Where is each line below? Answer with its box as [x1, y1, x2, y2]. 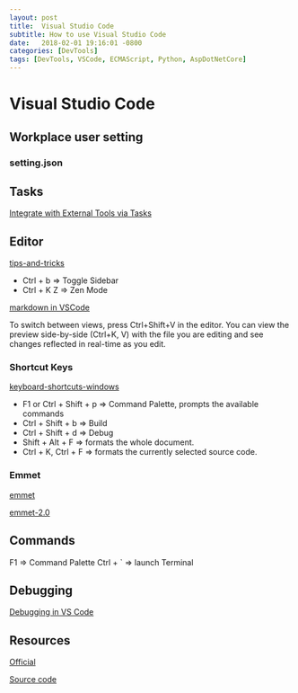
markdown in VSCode [9, 302, 90, 313]
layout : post [9, 13, 58, 22]
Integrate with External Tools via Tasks [9, 208, 153, 218]
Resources [9, 633, 71, 648]
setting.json [9, 156, 63, 169]
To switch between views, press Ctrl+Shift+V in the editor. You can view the [9, 320, 290, 331]
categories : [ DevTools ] [9, 47, 99, 56]
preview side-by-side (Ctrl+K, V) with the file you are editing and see [9, 329, 264, 340]
